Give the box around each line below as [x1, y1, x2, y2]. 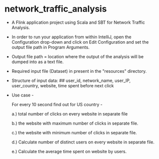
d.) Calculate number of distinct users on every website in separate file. [11, 139, 155, 145]
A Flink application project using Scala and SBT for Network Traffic [11, 19, 145, 25]
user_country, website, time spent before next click [11, 82, 114, 88]
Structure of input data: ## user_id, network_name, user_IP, [11, 78, 131, 83]
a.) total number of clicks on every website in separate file [11, 111, 128, 117]
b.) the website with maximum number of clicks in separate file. [11, 120, 139, 126]
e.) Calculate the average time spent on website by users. [11, 148, 127, 154]
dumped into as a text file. [11, 59, 64, 64]
